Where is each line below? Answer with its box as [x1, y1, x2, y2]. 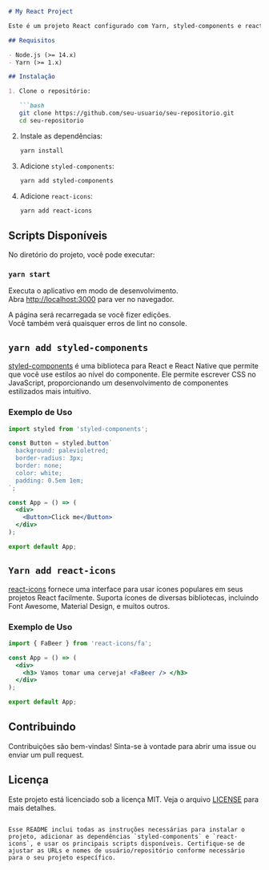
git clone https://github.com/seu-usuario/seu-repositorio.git [18, 109, 235, 117]
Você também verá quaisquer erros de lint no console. [8, 319, 187, 328]
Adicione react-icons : [19, 191, 94, 200]
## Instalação [8, 73, 56, 81]
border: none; [15, 461, 62, 470]
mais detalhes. [8, 803, 57, 812]
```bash [18, 102, 45, 110]
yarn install [19, 147, 64, 155]
